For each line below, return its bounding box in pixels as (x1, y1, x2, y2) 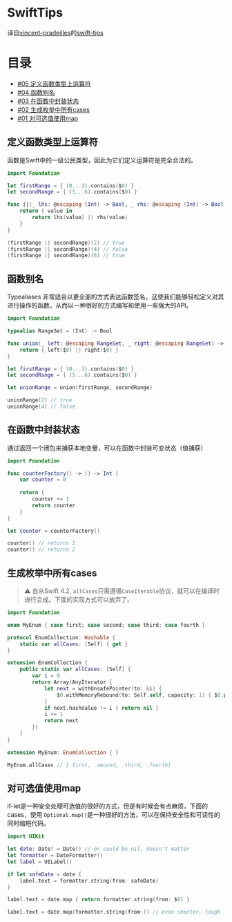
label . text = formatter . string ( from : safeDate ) (19, 877, 159, 884)
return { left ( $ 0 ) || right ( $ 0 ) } (19, 346, 119, 353)
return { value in (19, 207, 72, 215)
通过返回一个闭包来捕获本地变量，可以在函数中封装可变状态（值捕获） (7, 444, 207, 452)
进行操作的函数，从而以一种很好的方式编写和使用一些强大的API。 (7, 301, 193, 310)
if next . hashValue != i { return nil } (43, 704, 159, 711)
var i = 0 (32, 672, 60, 679)
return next (43, 717, 79, 724)
